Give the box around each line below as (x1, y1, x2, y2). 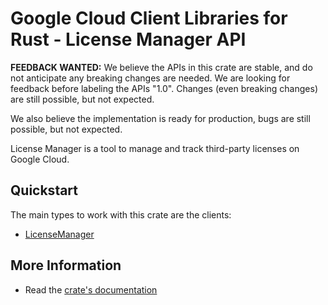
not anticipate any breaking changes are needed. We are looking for (10, 72, 291, 84)
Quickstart (10, 182, 79, 199)
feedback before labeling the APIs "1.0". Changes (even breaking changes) (10, 82, 318, 94)
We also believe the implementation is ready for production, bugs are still (10, 112, 311, 124)
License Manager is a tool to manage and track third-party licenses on (10, 142, 300, 154)
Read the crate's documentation (24, 283, 158, 296)
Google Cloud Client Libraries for (10, 7, 288, 30)
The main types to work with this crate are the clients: (10, 208, 232, 221)
